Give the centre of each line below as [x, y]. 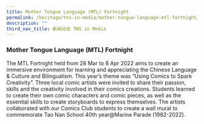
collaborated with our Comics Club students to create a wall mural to [92, 108]
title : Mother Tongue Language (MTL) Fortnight [68, 12]
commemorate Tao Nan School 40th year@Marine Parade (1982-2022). [96, 114]
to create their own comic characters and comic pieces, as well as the [94, 95]
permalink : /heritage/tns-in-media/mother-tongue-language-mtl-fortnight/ [103, 18]
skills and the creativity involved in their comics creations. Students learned [101, 89]
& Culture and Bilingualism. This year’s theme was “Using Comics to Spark [99, 76]
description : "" [27, 23]
